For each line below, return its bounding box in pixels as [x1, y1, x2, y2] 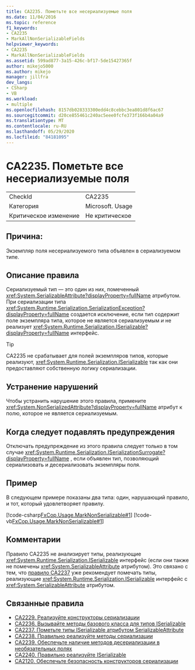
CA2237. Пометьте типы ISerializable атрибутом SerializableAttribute [14, 627, 184, 634]
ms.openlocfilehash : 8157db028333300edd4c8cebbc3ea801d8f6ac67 [6, 107, 164, 113]
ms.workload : [6, 96, 38, 102]
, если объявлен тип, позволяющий [70, 454, 159, 462]
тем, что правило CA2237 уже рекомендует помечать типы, [6, 569, 157, 576]
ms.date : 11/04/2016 [6, 14, 57, 20]
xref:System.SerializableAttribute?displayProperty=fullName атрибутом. [6, 292, 181, 299]
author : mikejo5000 [6, 63, 54, 69]
